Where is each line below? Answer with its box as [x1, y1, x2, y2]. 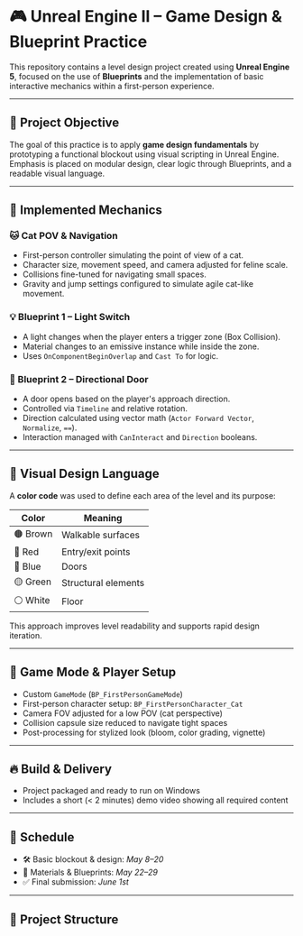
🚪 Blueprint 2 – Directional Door [9, 372, 149, 385]
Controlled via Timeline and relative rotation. [22, 403, 188, 414]
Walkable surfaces [61, 528, 141, 541]
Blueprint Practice [9, 32, 148, 52]
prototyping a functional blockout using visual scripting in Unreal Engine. [9, 149, 280, 160]
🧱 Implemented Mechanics [9, 203, 162, 218]
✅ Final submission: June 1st [22, 876, 129, 887]
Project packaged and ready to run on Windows [22, 785, 201, 796]
